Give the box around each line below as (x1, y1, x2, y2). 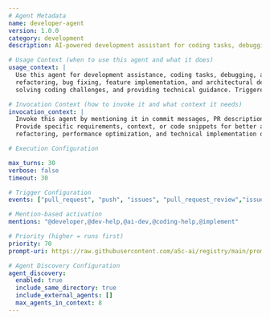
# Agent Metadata (8, 11, 67, 20)
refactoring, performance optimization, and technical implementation (15, 130, 257, 139)
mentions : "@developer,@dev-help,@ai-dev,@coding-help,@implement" (8, 218, 239, 226)
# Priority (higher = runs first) (8, 232, 125, 240)
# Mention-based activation (8, 210, 103, 219)
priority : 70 (8, 240, 52, 248)
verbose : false (8, 166, 59, 175)
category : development (8, 34, 84, 42)
